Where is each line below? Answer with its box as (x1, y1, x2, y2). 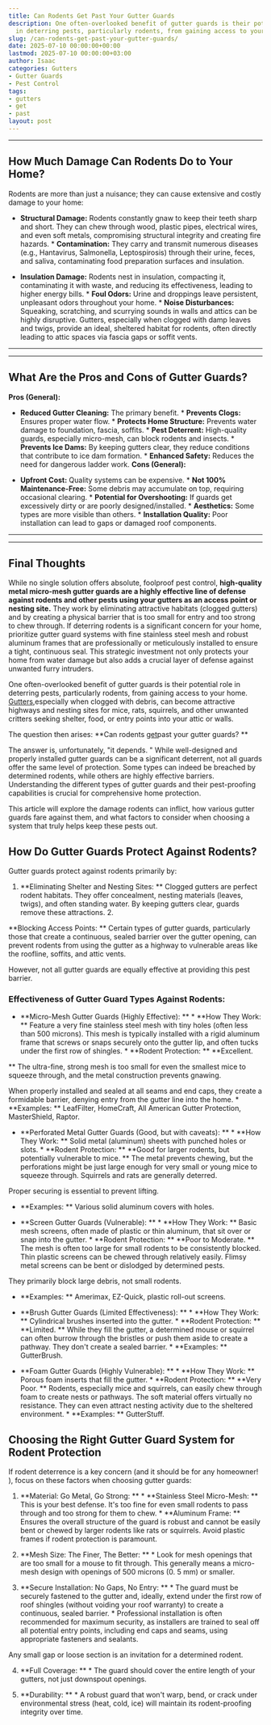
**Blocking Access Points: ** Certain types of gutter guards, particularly (8, 923, 251, 933)
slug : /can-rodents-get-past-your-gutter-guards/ (8, 34, 179, 43)
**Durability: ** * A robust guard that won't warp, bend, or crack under (19, 1690, 258, 1700)
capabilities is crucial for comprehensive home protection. (8, 788, 202, 798)
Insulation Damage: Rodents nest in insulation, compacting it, (19, 272, 226, 282)
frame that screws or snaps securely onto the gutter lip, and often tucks (19, 1037, 259, 1048)
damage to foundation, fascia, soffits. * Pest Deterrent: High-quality (19, 425, 248, 434)
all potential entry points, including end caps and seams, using (19, 1625, 228, 1635)
